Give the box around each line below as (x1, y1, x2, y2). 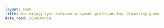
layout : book (5, 7, 32, 12)
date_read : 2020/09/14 (5, 16, 51, 20)
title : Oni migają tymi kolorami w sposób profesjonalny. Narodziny (5, 11, 147, 16)
